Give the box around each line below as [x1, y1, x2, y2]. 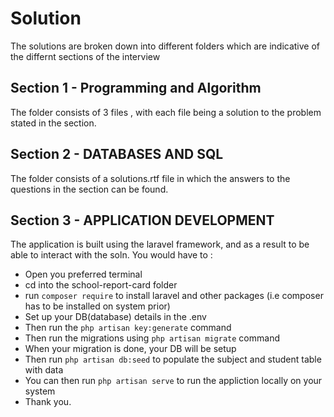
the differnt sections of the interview [10, 50, 161, 62]
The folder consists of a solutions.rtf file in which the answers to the [10, 172, 291, 184]
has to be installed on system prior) [24, 300, 171, 312]
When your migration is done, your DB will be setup [24, 343, 237, 355]
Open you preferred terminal [24, 268, 143, 281]
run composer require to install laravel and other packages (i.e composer [24, 290, 324, 302]
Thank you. [24, 396, 72, 408]
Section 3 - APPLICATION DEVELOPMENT [10, 212, 275, 229]
